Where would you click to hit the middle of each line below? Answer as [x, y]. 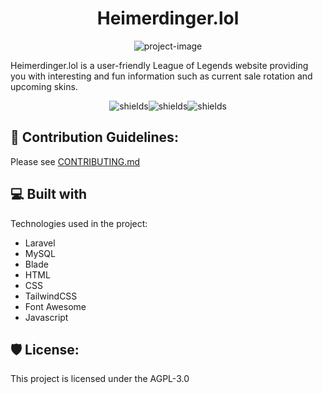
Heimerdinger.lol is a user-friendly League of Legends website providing [159, 65]
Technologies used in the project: [79, 223]
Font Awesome [55, 306]
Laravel [40, 243]
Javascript [46, 317]
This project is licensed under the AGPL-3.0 [100, 379]
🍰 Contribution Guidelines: [94, 137]
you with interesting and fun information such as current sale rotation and [161, 76]
